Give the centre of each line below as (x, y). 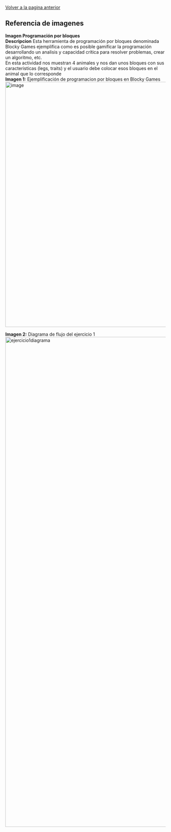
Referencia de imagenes (45, 23)
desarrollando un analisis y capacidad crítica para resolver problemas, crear (85, 52)
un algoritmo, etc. (24, 57)
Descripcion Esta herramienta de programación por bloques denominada (82, 41)
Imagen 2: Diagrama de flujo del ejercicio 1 (50, 334)
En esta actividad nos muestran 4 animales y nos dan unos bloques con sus (85, 63)
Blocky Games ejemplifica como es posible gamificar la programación (78, 46)
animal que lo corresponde (34, 74)
